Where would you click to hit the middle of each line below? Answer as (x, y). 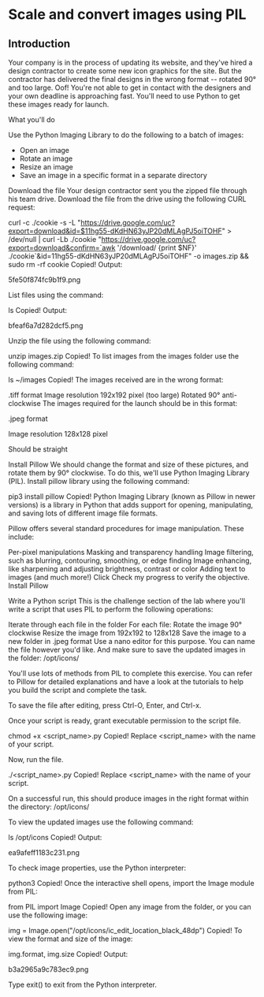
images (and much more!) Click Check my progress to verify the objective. (129, 577)
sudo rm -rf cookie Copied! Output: (65, 264)
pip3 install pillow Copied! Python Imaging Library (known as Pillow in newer (132, 497)
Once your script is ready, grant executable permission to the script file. (125, 720)
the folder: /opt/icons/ (44, 658)
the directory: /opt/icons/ (49, 807)
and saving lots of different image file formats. (83, 513)
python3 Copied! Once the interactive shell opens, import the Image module (131, 883)
